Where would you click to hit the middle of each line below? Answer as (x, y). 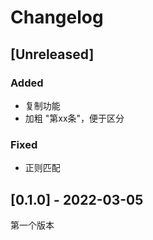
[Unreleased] (52, 54)
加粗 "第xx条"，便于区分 (74, 118)
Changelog (57, 17)
